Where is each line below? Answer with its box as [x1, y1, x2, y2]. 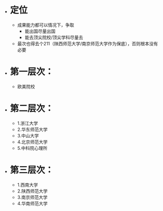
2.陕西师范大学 [17, 188, 48, 194]
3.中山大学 [17, 132, 39, 138]
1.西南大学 [17, 182, 38, 188]
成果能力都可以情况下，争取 [17, 22, 75, 28]
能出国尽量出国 [24, 28, 56, 34]
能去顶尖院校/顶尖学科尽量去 [24, 34, 83, 40]
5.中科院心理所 [17, 145, 48, 151]
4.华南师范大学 [17, 200, 48, 207]
